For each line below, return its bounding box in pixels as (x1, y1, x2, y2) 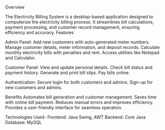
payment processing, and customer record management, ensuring (5, 24, 140, 30)
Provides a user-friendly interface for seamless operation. (5, 105, 123, 110)
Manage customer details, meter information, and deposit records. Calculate (5, 44, 160, 50)
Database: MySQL (5, 120, 42, 125)
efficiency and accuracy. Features (5, 30, 74, 35)
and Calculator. (5, 55, 36, 61)
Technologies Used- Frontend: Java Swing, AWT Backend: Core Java (5, 114, 146, 120)
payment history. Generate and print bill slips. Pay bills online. (5, 70, 130, 76)
